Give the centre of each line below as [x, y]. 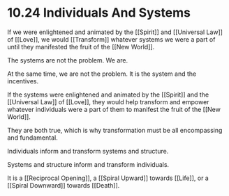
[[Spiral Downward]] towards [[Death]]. [64, 185]
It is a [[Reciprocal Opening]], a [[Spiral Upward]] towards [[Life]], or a [108, 178]
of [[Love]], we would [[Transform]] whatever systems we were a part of [111, 39]
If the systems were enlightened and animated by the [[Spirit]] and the [108, 95]
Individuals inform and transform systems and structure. [88, 151]
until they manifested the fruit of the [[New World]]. [81, 47]
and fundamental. [32, 138]
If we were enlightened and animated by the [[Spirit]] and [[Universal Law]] [115, 32]
